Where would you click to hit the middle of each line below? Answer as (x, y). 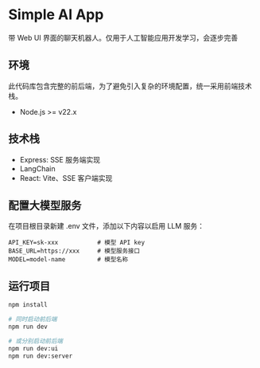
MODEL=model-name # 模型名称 (68, 260)
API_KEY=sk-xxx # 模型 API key (77, 243)
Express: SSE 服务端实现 (60, 159)
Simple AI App (56, 15)
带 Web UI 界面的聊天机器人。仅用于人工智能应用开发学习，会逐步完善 (123, 37)
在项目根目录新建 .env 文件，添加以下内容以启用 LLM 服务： (107, 226)
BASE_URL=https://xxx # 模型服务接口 (74, 251)
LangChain (37, 168)
